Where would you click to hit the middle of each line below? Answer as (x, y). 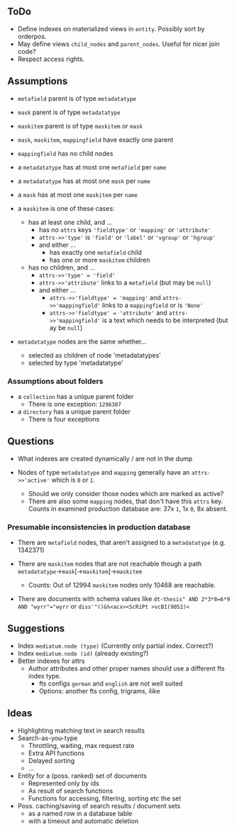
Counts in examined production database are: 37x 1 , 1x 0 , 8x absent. (128, 508)
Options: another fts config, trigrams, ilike (100, 690)
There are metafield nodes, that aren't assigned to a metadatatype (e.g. (121, 543)
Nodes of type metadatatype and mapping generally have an (104, 472)
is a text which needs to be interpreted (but (165, 320)
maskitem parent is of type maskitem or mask (80, 126)
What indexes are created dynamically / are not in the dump (105, 458)
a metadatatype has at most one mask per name (84, 181)
